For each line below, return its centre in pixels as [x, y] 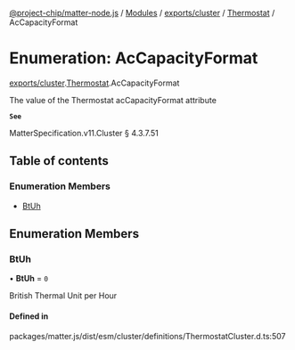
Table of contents [59, 161]
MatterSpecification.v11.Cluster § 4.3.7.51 [84, 133]
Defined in [29, 316]
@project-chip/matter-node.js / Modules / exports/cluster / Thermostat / [142, 13]
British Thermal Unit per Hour [63, 296]
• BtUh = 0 [29, 279]
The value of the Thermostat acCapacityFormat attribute [113, 100]
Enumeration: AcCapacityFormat [134, 58]
